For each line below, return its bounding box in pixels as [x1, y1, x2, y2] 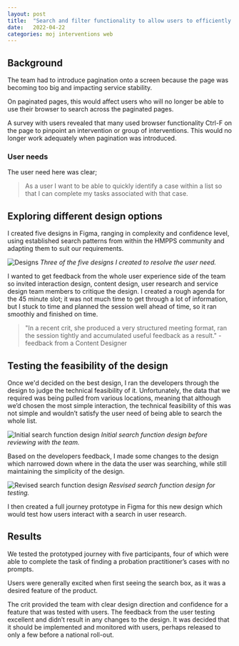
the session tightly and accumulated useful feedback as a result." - [24, 332, 222, 340]
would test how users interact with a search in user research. [7, 510, 187, 518]
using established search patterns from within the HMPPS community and [7, 237, 225, 245]
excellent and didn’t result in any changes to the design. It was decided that [7, 615, 230, 624]
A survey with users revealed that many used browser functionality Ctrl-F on [7, 119, 233, 127]
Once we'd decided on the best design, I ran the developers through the [7, 378, 220, 387]
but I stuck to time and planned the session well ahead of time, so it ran [7, 302, 217, 311]
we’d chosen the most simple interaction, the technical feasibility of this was [7, 401, 232, 409]
